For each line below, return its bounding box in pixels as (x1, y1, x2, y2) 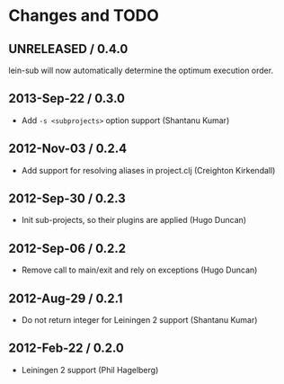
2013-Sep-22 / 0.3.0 (8, 91, 125, 106)
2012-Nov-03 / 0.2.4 (8, 141, 128, 156)
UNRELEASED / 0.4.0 (8, 41, 129, 57)
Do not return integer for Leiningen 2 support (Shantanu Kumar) (21, 315, 258, 326)
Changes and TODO (8, 5, 159, 26)
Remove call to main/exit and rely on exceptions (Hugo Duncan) (21, 264, 258, 275)
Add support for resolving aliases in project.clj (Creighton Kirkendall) (21, 165, 276, 175)
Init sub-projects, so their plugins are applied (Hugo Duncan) (21, 215, 247, 226)
